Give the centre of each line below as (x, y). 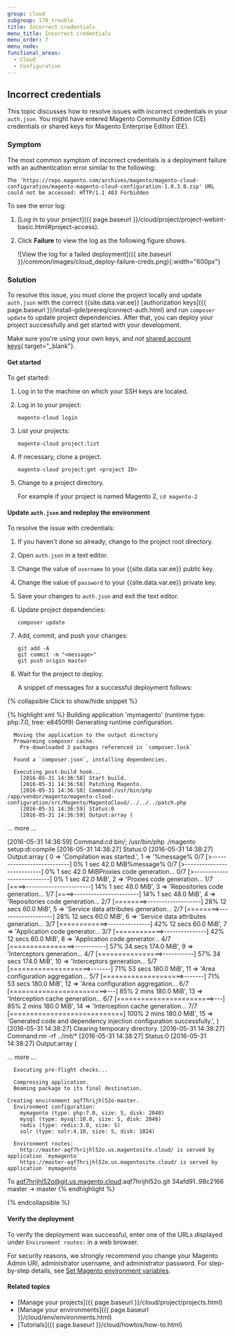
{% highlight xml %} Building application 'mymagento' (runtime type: (106, 715)
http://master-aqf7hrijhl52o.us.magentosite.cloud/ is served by (117, 1150)
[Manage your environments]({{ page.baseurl (83, 1309)
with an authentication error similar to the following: (82, 167)
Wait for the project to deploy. (60, 674)
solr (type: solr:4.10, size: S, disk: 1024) (88, 1132)
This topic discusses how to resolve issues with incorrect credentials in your (117, 111)
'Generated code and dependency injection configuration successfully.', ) (113, 1021)
